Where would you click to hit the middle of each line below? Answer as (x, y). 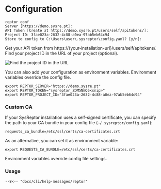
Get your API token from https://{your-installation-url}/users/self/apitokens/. (81, 48)
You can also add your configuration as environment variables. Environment (81, 72)
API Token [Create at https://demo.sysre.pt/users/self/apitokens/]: (77, 30)
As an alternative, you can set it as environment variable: (62, 141)
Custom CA (19, 107)
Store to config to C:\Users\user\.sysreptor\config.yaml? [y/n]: (73, 39)
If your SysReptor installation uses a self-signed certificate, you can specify (81, 117)
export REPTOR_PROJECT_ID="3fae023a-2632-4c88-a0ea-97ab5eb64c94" (73, 94)
